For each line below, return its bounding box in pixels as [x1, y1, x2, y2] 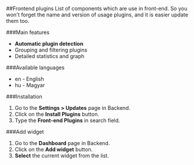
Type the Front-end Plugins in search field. [14, 117, 120, 124]
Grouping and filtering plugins [14, 46, 87, 53]
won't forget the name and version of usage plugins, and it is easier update [6, 11, 189, 18]
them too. [6, 18, 29, 24]
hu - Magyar [14, 82, 45, 89]
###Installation [6, 93, 42, 100]
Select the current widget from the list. [14, 152, 109, 159]
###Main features [6, 29, 50, 36]
